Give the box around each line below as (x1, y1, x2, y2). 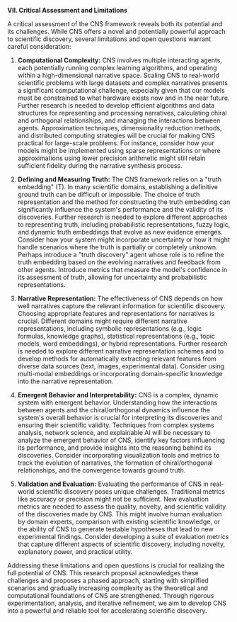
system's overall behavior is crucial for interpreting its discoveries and (17, 414, 222, 422)
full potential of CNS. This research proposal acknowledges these (7, 569, 200, 577)
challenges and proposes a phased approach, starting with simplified (7, 577, 209, 584)
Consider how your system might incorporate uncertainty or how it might (17, 235, 230, 244)
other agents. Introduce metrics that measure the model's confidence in (17, 266, 228, 273)
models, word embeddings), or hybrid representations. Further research (17, 339, 228, 348)
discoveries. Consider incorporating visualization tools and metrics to (17, 451, 220, 459)
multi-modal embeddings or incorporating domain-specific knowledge (17, 370, 223, 378)
